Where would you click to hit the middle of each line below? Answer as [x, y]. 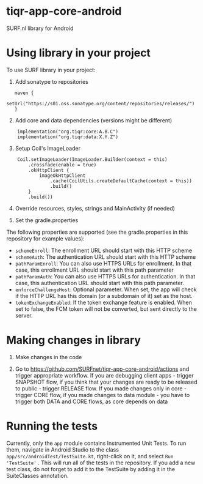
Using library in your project [79, 53]
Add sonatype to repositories [52, 81]
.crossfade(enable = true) [62, 165]
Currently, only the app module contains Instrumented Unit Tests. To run [96, 443]
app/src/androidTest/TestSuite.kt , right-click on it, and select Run [90, 456]
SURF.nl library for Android [40, 28]
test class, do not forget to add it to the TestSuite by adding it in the [91, 469]
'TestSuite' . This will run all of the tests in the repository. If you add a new [101, 463]
